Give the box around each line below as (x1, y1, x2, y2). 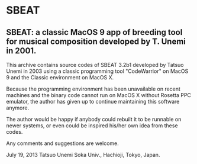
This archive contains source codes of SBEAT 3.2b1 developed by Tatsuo (6, 62, 184, 68)
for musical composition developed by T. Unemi (6, 36, 186, 46)
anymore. (6, 104, 30, 111)
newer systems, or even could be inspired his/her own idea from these (6, 122, 179, 129)
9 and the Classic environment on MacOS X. (6, 74, 114, 81)
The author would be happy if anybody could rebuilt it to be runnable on (6, 116, 182, 123)
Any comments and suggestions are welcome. (6, 140, 120, 147)
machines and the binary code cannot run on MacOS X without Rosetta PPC (6, 92, 191, 98)
